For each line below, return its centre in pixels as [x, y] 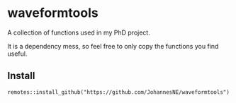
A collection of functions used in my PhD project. [79, 32]
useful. [17, 54]
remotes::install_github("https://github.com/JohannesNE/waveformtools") [119, 92]
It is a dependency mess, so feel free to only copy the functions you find [113, 46]
